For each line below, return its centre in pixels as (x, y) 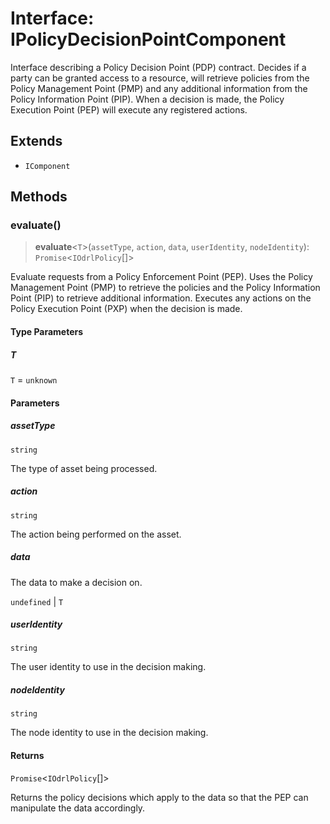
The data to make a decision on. (76, 582)
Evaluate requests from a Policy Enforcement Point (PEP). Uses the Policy (161, 277)
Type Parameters (47, 332)
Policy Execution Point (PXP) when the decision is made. (126, 309)
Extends (36, 141)
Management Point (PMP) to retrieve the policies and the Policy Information (165, 288)
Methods (39, 197)
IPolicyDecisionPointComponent (148, 39)
